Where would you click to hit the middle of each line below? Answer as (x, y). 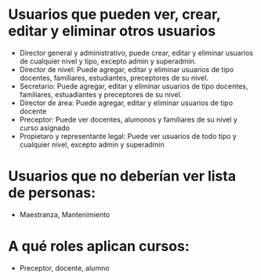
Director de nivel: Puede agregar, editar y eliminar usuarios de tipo (127, 69)
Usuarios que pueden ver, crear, (114, 15)
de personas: (52, 193)
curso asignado (45, 128)
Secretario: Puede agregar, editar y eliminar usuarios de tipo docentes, (134, 86)
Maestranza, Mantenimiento (65, 214)
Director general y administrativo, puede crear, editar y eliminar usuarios (136, 53)
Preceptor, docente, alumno (64, 267)
